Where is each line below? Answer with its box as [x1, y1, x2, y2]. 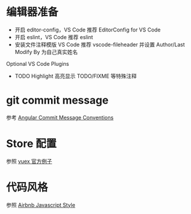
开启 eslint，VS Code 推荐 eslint [14, 33, 93, 40]
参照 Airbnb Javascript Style [6, 201, 75, 208]
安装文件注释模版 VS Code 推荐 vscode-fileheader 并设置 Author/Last [14, 41, 185, 48]
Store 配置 [6, 137, 57, 151]
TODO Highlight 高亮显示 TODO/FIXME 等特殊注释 [14, 72, 137, 79]
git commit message [6, 94, 109, 107]
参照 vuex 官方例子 [6, 158, 52, 165]
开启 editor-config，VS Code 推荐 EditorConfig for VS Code [14, 26, 161, 33]
